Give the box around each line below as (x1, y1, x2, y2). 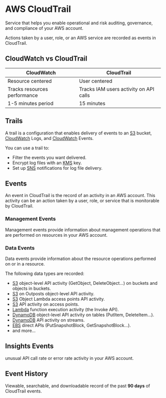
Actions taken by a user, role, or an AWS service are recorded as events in (5, 35, 156, 41)
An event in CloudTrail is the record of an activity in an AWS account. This (5, 193, 156, 199)
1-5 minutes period (7, 100, 53, 107)
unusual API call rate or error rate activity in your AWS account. (5, 355, 134, 361)
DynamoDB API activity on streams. (12, 317, 85, 323)
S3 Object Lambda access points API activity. (12, 296, 105, 302)
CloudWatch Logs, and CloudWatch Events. (5, 135, 94, 141)
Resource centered (7, 77, 52, 84)
